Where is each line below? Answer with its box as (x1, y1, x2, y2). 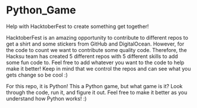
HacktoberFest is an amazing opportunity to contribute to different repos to (6, 34, 188, 41)
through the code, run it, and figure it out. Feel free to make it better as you (6, 89, 188, 96)
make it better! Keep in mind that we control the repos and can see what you (6, 65, 191, 72)
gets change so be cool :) (6, 71, 68, 78)
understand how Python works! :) (6, 95, 87, 102)
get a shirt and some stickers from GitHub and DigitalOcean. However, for (6, 40, 185, 47)
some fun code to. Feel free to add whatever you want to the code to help (6, 59, 185, 66)
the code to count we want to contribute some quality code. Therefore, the (6, 46, 187, 53)
